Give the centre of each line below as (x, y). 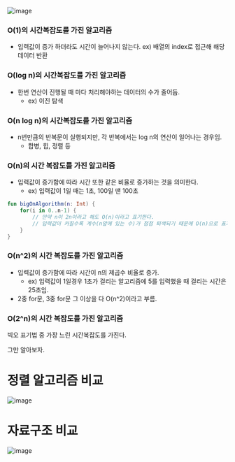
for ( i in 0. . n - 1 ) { (48, 211)
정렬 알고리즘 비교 (55, 381)
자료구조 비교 (43, 431)
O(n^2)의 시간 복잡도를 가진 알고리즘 (65, 256)
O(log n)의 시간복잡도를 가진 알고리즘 (67, 75)
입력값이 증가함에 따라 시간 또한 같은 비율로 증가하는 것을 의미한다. (108, 182)
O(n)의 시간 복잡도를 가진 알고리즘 (61, 166)
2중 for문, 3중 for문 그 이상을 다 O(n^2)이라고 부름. (87, 298)
